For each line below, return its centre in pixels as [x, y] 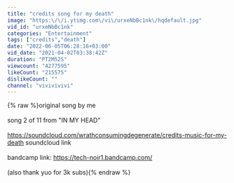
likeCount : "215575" [37, 72]
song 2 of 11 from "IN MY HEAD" [54, 121]
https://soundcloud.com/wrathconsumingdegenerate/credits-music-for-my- [117, 135]
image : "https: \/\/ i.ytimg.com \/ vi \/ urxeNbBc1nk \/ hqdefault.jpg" [104, 20]
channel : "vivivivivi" [40, 86]
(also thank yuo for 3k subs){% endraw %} [69, 172]
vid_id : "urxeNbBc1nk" [40, 27]
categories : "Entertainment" [50, 33]
